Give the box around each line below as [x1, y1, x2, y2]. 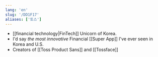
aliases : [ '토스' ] [5, 17, 42, 22]
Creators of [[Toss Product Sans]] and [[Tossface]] [12, 46, 118, 53]
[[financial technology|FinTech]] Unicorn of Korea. [12, 31, 117, 37]
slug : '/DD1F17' [5, 12, 39, 17]
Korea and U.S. [12, 41, 44, 47]
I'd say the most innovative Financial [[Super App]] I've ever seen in [12, 36, 153, 42]
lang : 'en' [5, 7, 28, 13]
